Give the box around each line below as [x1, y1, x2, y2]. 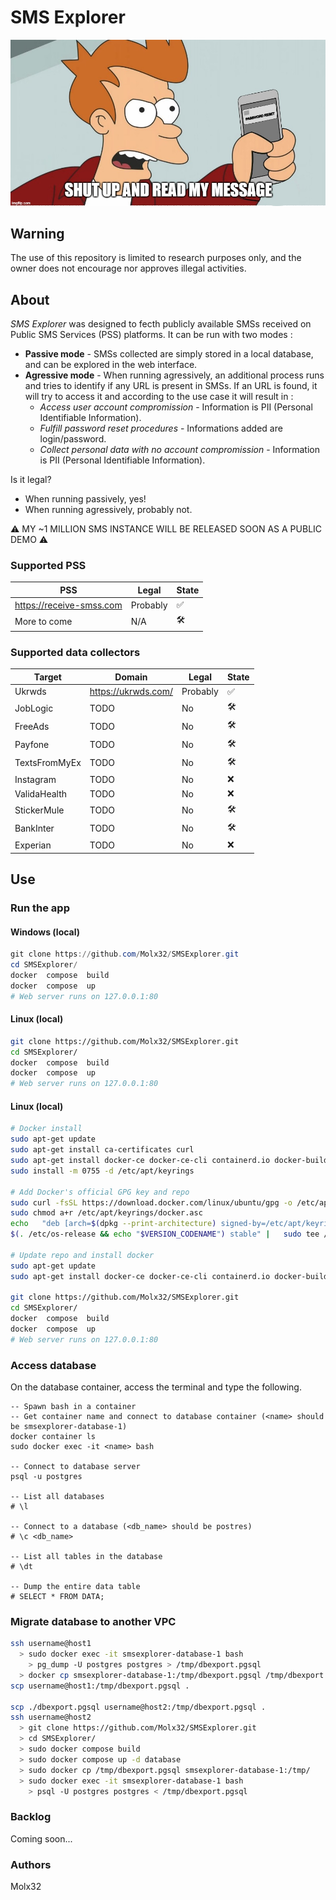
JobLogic [14, 702, 54, 714]
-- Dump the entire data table [10, 1582, 141, 1592]
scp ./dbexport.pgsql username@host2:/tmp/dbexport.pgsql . [10, 1702, 267, 1712]
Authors [10, 1857, 52, 1871]
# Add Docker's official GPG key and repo [10, 1187, 190, 1197]
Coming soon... [10, 1832, 73, 1845]
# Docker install [10, 1124, 83, 1134]
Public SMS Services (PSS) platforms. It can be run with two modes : [10, 329, 293, 341]
